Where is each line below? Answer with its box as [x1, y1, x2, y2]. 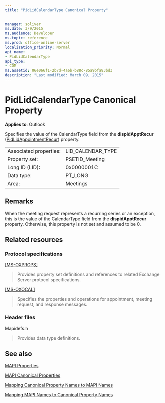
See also [5, 350, 32, 358]
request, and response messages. [17, 301, 88, 308]
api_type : [5, 59, 26, 64]
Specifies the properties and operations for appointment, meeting [17, 296, 153, 302]
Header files [5, 314, 36, 321]
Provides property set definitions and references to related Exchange [17, 271, 160, 278]
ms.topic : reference [5, 36, 48, 41]
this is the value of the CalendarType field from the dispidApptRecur [5, 216, 147, 222]
